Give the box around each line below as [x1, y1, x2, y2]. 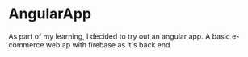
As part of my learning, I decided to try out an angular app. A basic [8, 31, 230, 41]
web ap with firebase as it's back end [45, 39, 170, 49]
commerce [8, 39, 44, 49]
